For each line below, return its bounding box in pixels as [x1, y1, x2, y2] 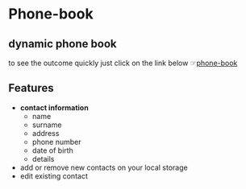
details [31, 154, 55, 163]
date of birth [31, 146, 74, 155]
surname [31, 120, 62, 129]
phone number [31, 137, 82, 146]
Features [8, 81, 54, 95]
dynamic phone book [8, 37, 117, 51]
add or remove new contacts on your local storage [19, 162, 188, 172]
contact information [19, 102, 89, 113]
